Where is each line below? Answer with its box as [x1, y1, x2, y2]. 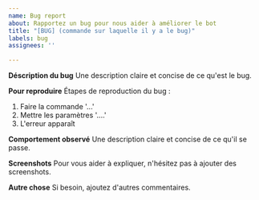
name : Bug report [8, 11, 67, 20]
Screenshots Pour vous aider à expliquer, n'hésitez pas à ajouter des [8, 158, 237, 169]
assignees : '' [8, 42, 56, 50]
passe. [8, 143, 30, 153]
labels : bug [8, 34, 48, 43]
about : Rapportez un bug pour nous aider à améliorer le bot [8, 19, 217, 27]
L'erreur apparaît [19, 119, 75, 129]
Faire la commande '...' [19, 102, 95, 112]
